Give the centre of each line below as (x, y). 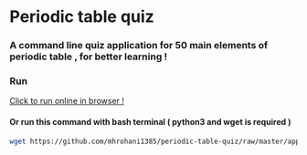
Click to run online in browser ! (67, 101)
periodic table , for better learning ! (89, 57)
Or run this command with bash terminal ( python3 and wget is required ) (150, 122)
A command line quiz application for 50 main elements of (139, 46)
